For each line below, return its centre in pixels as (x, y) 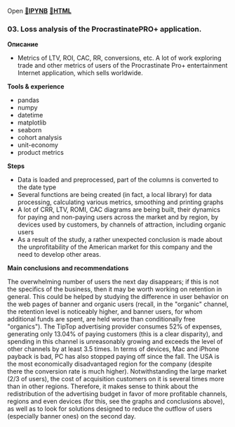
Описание (23, 44)
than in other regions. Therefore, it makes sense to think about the (103, 386)
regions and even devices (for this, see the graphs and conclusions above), (116, 402)
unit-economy (38, 145)
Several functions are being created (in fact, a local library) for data (114, 195)
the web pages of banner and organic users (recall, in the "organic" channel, (118, 304)
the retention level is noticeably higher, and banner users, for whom (105, 312)
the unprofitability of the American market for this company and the (115, 247)
